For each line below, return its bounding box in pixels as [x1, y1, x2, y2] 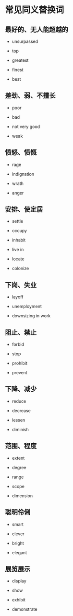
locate [12, 256, 25, 262]
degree [12, 464, 26, 470]
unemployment [12, 304, 42, 309]
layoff [12, 294, 24, 300]
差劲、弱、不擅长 [5, 91, 56, 100]
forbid [12, 342, 24, 347]
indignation [12, 171, 35, 177]
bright [12, 540, 24, 546]
